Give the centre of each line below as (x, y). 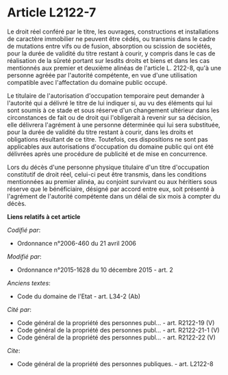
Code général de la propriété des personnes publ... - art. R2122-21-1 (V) (118, 330)
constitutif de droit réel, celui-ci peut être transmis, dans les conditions (107, 174)
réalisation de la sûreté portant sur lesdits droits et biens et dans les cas (109, 60)
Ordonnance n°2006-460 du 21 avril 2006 (77, 243)
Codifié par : (24, 230)
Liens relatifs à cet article (44, 216)
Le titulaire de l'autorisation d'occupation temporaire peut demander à (106, 95)
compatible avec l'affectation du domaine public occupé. (87, 82)
